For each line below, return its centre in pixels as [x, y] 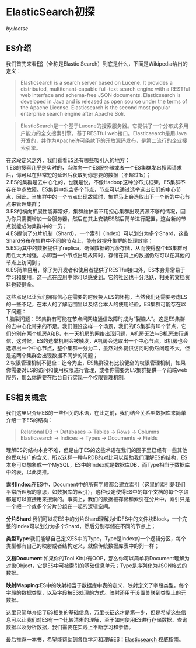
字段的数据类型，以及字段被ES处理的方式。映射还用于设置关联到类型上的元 [96, 592]
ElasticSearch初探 [50, 12]
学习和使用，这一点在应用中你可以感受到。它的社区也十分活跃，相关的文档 [95, 277]
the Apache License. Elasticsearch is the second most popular [95, 107]
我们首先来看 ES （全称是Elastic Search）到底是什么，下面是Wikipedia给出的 [97, 63]
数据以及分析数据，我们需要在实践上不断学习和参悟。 [70, 627]
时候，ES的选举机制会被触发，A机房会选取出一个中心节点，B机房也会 [105, 340]
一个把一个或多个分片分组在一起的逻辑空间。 [60, 506]
